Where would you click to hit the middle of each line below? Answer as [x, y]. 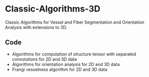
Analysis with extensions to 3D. [36, 27]
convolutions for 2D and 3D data [45, 59]
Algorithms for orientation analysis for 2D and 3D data [66, 64]
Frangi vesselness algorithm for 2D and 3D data [60, 69]
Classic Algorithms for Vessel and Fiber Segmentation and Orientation [75, 22]
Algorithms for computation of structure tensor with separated [74, 54]
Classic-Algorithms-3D [53, 9]
